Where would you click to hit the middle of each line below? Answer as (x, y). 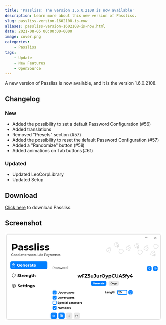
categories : (17, 42)
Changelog (23, 99)
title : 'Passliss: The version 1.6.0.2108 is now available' (70, 10)
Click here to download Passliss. (38, 208)
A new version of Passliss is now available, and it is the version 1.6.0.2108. (81, 83)
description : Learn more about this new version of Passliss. (71, 16)
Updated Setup (28, 180)
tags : (11, 52)
